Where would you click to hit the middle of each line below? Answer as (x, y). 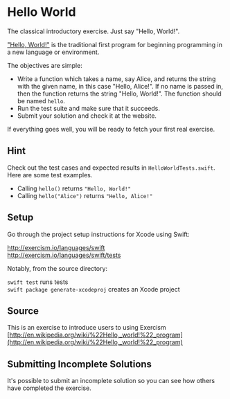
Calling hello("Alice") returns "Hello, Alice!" (85, 195)
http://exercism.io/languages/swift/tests (64, 255)
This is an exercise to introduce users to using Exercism (87, 328)
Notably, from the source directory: (57, 268)
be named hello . (41, 100)
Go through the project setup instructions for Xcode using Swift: (98, 234)
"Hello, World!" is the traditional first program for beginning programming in (115, 44)
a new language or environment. (53, 52)
